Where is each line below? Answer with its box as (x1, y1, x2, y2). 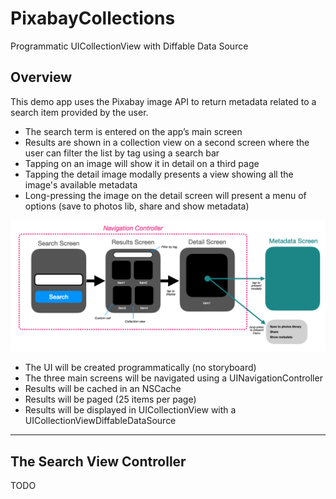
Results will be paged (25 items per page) (24, 393, 197, 406)
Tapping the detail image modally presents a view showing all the (24, 168, 294, 180)
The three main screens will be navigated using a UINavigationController (24, 372, 323, 384)
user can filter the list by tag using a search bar (24, 147, 220, 159)
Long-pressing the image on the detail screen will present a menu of (24, 189, 307, 201)
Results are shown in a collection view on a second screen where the (24, 136, 310, 148)
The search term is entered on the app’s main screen (24, 125, 243, 137)
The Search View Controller (10, 453, 187, 470)
